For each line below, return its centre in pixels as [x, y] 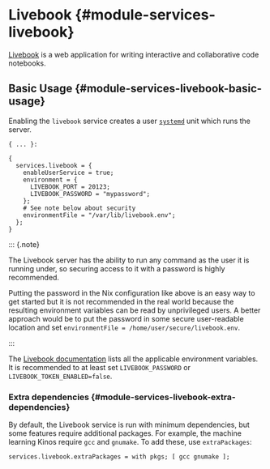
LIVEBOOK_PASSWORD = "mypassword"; [90, 194]
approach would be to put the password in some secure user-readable [126, 318]
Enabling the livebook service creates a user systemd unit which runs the [130, 121]
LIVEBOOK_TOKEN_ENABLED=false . [60, 376]
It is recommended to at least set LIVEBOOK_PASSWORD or [99, 367]
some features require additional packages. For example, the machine [125, 433]
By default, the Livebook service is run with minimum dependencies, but [129, 425]
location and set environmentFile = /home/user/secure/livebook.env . [124, 327]
